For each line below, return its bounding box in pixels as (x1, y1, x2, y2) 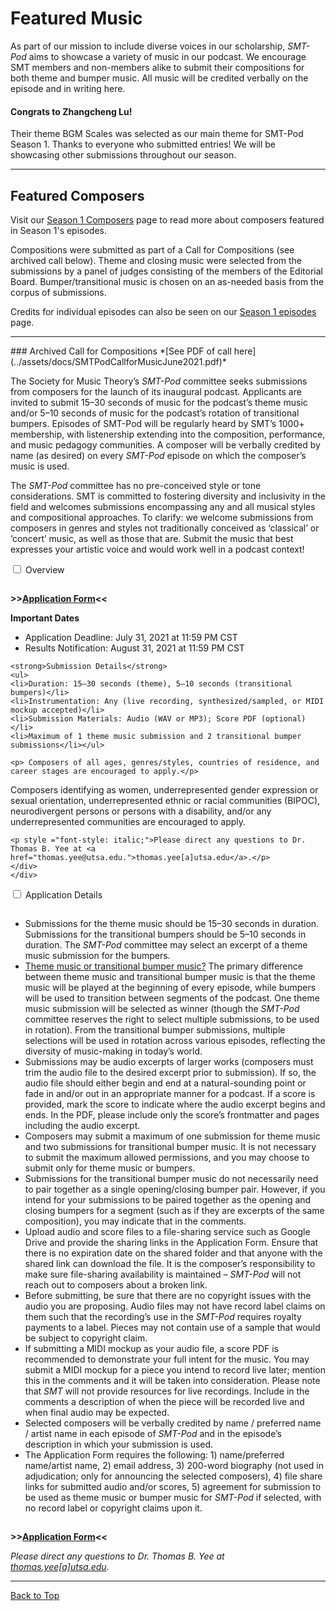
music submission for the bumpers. (24, 949, 171, 961)
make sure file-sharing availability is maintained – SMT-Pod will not (24, 1268, 302, 1280)
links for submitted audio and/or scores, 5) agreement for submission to (24, 1480, 322, 1492)
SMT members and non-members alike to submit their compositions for (10, 61, 305, 73)
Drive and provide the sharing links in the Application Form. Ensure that (24, 1236, 319, 1248)
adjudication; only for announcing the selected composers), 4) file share (24, 1470, 323, 1482)
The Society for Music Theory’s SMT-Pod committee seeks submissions (10, 375, 308, 387)
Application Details (24, 888, 103, 901)
